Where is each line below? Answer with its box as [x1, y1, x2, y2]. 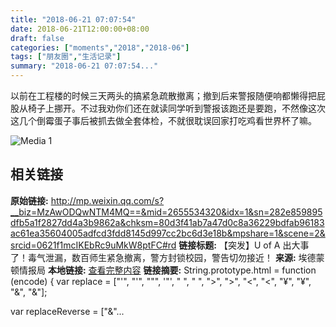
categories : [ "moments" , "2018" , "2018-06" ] [10, 42, 190, 53]
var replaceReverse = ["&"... [10, 305, 125, 317]
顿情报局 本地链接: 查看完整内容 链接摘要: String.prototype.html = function [10, 264, 317, 276]
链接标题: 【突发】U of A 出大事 [178, 239, 310, 251]
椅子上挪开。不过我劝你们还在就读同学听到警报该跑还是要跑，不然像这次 [27, 102, 326, 114]
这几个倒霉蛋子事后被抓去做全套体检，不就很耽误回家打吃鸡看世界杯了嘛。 [10, 115, 317, 126]
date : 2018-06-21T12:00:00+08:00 [10, 24, 150, 34]
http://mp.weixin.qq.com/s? [50, 194, 165, 206]
